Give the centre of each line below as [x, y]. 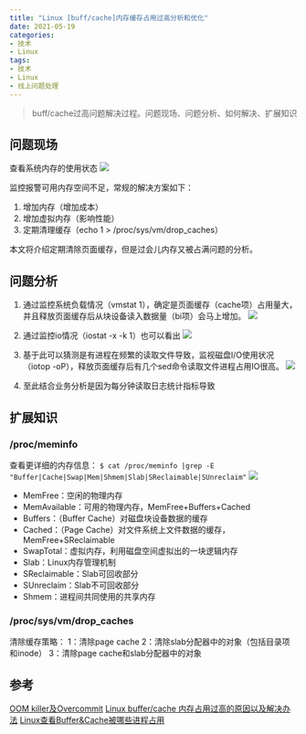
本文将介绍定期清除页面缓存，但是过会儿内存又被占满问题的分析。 [133, 250]
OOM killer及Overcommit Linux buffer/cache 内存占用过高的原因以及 [138, 708]
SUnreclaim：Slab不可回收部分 [81, 585]
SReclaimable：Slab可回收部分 [80, 573]
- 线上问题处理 [34, 86]
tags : [20, 60]
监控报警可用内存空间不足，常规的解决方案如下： [101, 187]
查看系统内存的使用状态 [53, 168]
